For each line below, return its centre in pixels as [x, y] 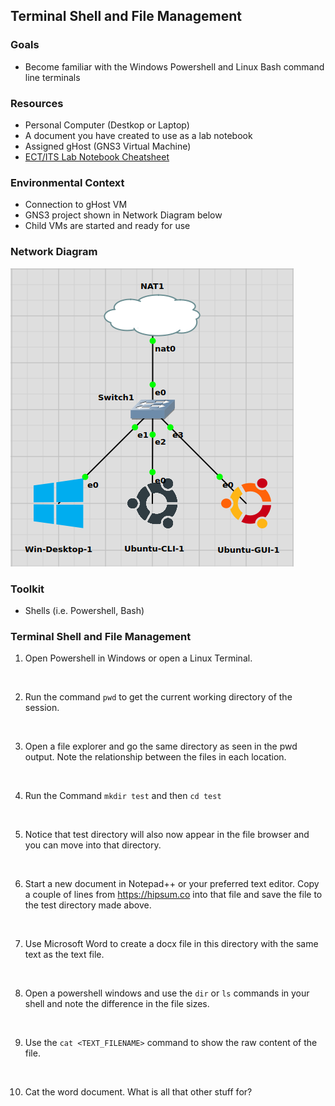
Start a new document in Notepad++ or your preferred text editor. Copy [172, 884]
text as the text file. [64, 955]
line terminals [52, 77]
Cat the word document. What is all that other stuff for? [138, 1092]
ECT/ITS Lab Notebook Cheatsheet [97, 156]
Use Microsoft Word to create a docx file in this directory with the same [171, 944]
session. [42, 708]
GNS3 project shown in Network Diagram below [123, 215]
